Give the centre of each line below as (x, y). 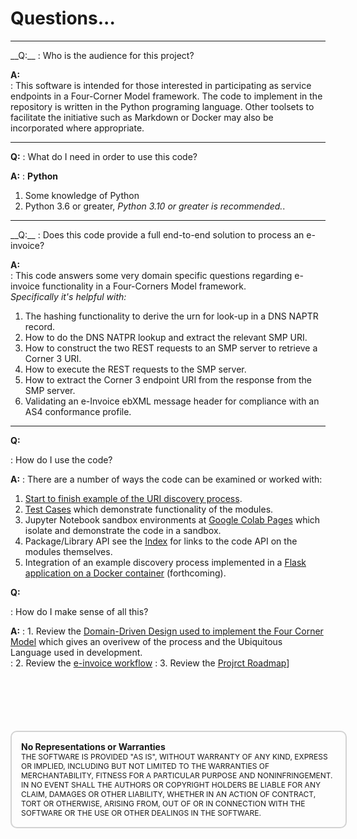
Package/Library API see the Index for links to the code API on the (161, 541)
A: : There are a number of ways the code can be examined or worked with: (166, 479)
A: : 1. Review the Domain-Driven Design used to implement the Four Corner (167, 631)
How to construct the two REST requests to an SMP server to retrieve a (171, 348)
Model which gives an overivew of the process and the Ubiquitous (146, 641)
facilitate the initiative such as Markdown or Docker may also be (142, 117)
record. (40, 326)
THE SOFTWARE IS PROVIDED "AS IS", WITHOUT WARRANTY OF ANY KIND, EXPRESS (174, 756)
